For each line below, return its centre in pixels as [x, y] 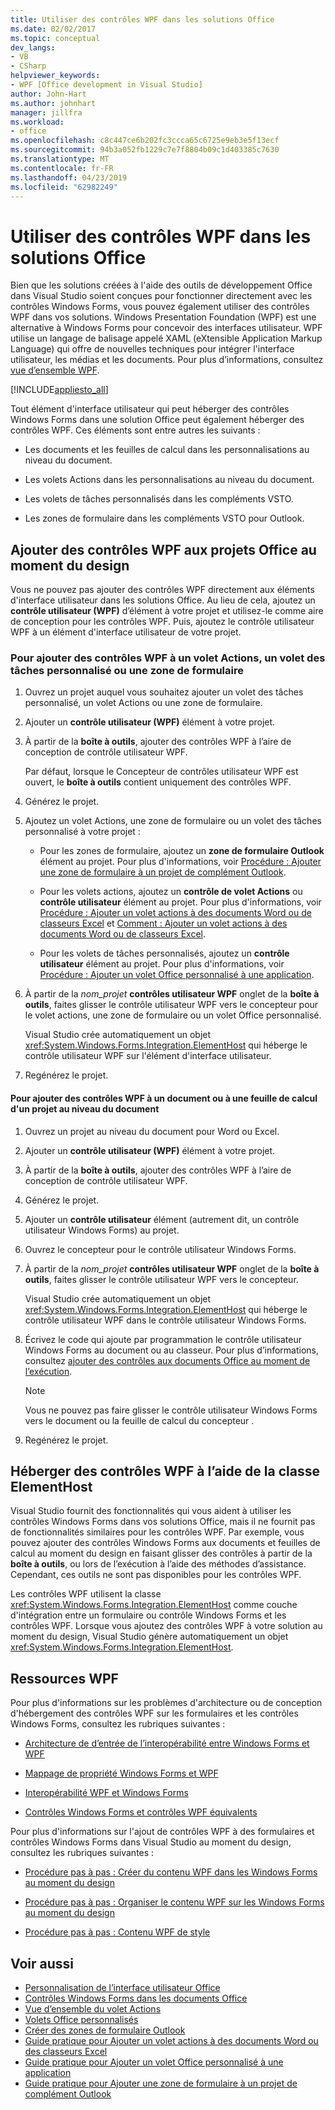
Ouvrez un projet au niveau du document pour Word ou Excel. [152, 1131]
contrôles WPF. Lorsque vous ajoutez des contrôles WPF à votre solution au [166, 1626]
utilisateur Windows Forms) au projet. [102, 1230]
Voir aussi [42, 1963]
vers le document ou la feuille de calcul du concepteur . [139, 1420]
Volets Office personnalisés [81, 2020]
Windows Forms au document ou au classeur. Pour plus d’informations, [172, 1350]
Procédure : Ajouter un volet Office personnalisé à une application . [177, 975]
